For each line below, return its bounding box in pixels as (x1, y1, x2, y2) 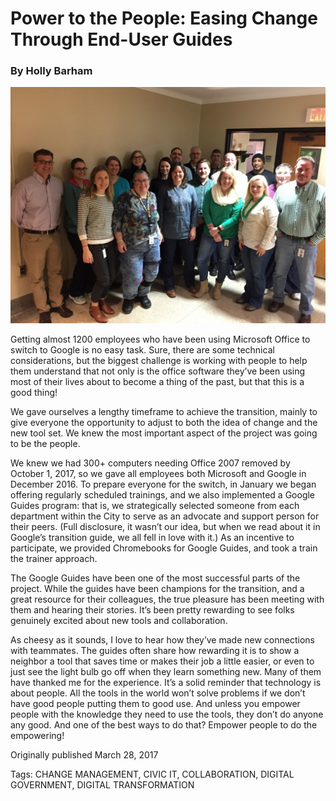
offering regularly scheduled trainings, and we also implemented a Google (10, 489, 316, 501)
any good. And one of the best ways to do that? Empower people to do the (10, 719, 318, 731)
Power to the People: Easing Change (10, 7, 318, 30)
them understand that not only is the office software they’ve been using (10, 365, 306, 377)
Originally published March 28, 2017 (10, 749, 159, 761)
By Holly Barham (10, 64, 93, 78)
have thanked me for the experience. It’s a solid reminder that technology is (10, 677, 322, 689)
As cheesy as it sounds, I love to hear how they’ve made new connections (10, 634, 315, 646)
